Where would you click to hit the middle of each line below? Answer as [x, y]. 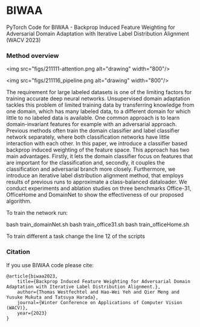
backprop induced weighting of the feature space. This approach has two [98, 150]
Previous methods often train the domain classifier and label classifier [93, 131]
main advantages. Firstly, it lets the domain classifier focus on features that [100, 156]
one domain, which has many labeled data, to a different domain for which [98, 112]
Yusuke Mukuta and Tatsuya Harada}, [52, 297]
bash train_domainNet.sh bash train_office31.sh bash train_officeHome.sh [98, 224]
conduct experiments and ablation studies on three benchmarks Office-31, [99, 188]
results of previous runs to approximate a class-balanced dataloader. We [97, 182]
